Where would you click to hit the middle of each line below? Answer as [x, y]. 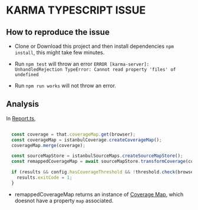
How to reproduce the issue [58, 32]
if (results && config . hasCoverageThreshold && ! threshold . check [93, 172]
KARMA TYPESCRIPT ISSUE [76, 10]
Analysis [23, 104]
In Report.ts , [21, 118]
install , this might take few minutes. [60, 52]
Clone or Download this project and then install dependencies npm [94, 46]
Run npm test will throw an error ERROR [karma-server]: [82, 64]
